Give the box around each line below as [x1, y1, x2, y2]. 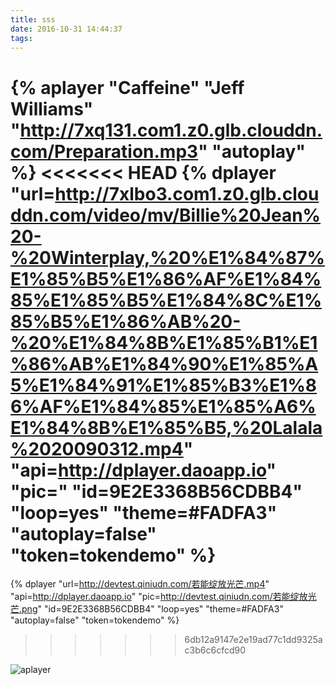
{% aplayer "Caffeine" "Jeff [10, 76, 245, 99]
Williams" [10, 97, 94, 120]
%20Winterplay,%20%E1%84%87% [10, 246, 325, 269]
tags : [10, 33, 33, 43]
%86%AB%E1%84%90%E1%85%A [10, 352, 319, 375]
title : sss [10, 14, 56, 25]
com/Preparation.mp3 [10, 140, 199, 163]
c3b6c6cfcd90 [184, 644, 247, 656]
